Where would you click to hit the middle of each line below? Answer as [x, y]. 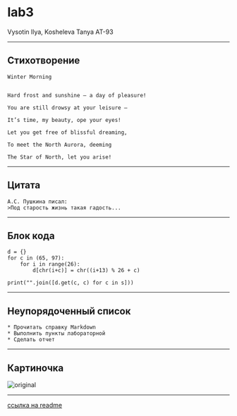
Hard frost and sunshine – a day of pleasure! [77, 95]
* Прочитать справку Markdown [52, 328]
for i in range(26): [50, 264]
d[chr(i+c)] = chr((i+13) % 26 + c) [86, 271]
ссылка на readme [35, 405]
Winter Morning [30, 77]
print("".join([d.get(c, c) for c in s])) [71, 283]
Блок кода [31, 236]
